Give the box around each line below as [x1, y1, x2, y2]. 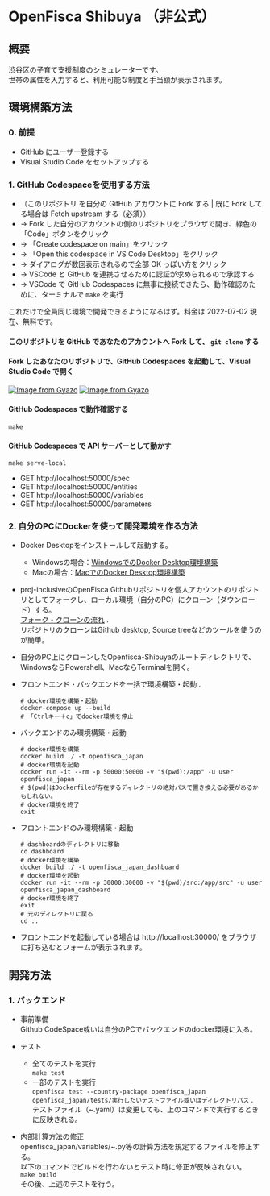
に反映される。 [31, 1115, 82, 1124]
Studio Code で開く [8, 367, 74, 376]
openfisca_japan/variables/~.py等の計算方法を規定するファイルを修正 [19, 1142, 253, 1152]
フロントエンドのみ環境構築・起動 [19, 823, 134, 833]
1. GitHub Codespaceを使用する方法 [8, 179, 151, 190]
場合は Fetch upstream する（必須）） [27, 209, 151, 218]
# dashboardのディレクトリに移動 [19, 841, 120, 849]
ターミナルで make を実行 [41, 289, 123, 299]
